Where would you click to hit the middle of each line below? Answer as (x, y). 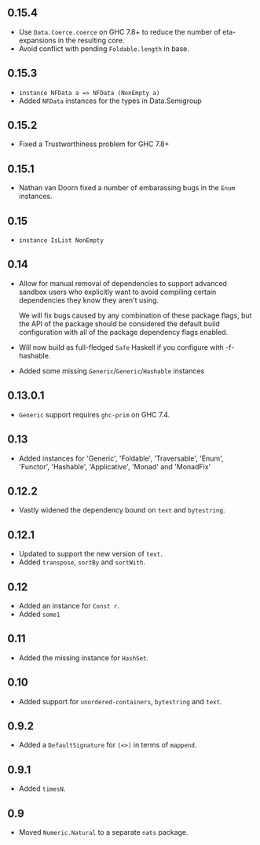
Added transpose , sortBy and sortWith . (82, 562)
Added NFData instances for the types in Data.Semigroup (110, 101)
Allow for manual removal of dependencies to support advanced (123, 283)
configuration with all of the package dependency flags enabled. (123, 332)
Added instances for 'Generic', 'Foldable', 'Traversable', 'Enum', (121, 458)
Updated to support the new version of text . (90, 554)
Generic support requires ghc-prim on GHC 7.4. (94, 414)
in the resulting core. (91, 40)
